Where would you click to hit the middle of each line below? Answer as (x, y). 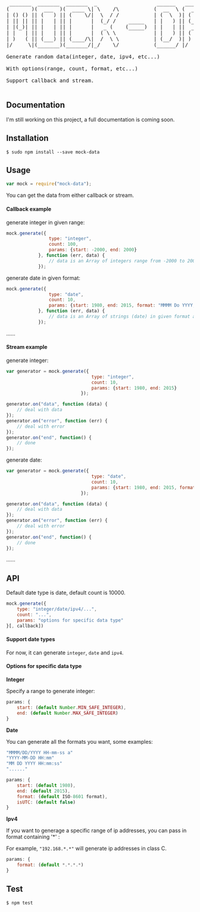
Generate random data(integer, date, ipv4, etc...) (83, 57)
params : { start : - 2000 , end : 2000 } (93, 250)
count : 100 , (63, 245)
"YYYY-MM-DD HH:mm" (30, 758)
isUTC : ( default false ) (46, 802)
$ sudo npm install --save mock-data (53, 152)
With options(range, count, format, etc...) (72, 69)
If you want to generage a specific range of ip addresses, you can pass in (96, 831)
